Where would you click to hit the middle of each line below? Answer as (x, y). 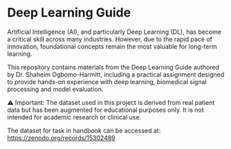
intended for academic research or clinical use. (74, 117)
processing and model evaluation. (55, 89)
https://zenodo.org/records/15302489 (61, 138)
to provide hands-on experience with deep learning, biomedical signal (107, 81)
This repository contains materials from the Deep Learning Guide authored (113, 67)
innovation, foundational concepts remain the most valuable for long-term (112, 46)
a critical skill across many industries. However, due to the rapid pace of (110, 39)
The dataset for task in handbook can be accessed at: (84, 130)
